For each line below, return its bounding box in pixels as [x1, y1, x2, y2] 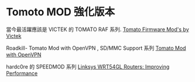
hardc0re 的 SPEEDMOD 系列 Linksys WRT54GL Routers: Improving [6, 63, 170, 70]
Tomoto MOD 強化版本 [6, 5, 115, 19]
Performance [6, 70, 38, 77]
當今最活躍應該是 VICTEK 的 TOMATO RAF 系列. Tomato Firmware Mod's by [6, 26, 189, 33]
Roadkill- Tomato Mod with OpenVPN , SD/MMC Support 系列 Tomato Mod [6, 45, 186, 52]
